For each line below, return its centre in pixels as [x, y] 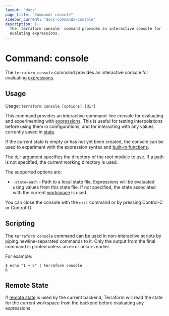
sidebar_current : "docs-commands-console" [50, 19]
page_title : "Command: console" [39, 15]
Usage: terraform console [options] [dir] [50, 106]
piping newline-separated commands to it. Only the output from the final [80, 241]
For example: [19, 256]
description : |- [22, 24]
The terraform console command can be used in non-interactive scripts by [83, 236]
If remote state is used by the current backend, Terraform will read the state [84, 298]
